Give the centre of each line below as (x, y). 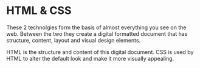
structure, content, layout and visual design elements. (74, 40)
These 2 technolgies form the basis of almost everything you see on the (96, 27)
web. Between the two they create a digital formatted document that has (97, 33)
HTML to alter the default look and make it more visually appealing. (90, 58)
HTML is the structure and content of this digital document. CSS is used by (100, 52)
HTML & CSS (39, 11)
